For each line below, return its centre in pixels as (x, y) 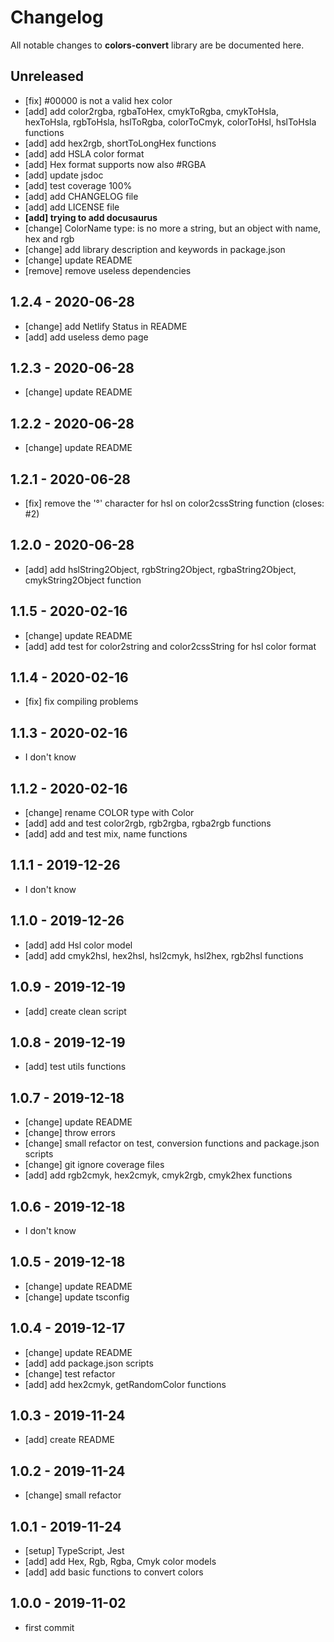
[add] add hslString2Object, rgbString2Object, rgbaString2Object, (160, 569)
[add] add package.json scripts (89, 1363)
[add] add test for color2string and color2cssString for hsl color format (170, 646)
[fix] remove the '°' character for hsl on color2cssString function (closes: (174, 503)
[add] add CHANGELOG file (81, 196)
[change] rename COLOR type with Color (109, 813)
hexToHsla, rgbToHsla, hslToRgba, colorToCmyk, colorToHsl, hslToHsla (170, 122)
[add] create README (69, 1440)
